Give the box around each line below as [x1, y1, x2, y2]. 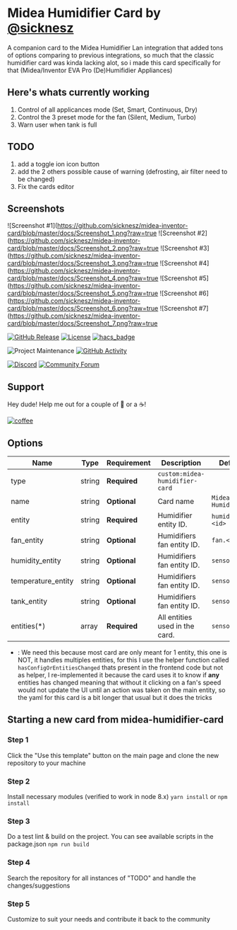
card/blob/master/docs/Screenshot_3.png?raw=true [7, 259, 159, 268]
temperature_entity [11, 576, 74, 585]
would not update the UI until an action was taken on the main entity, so [17, 686, 226, 694]
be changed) [17, 175, 55, 183]
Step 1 [7, 735, 29, 745]
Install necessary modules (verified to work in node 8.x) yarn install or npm [7, 792, 228, 800]
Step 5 [7, 899, 30, 909]
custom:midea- [157, 470, 205, 478]
